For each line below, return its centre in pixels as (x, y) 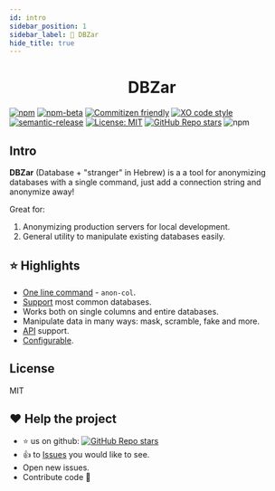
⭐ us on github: (51, 441)
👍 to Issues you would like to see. (86, 455)
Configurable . (48, 340)
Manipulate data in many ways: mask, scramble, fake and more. (141, 321)
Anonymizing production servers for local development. (126, 227)
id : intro (28, 18)
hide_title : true (42, 43)
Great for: (27, 209)
